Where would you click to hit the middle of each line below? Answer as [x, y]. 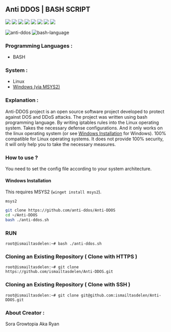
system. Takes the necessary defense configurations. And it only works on [84, 128]
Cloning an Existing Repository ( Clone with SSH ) [68, 285]
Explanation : [22, 100]
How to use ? [22, 157]
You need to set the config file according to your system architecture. [79, 169]
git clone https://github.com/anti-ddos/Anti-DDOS [60, 210]
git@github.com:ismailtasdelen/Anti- [121, 295]
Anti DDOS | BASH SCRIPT [48, 10]
